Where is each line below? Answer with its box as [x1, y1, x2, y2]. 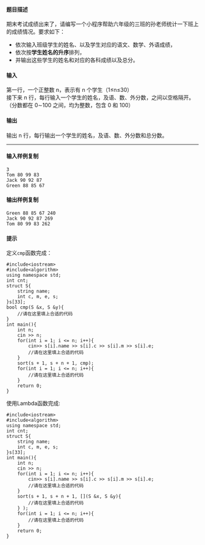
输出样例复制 [6, 196, 38, 203]
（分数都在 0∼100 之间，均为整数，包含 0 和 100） [6, 102, 134, 109]
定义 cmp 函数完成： [6, 249, 52, 257]
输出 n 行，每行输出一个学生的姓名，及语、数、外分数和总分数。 [6, 132, 168, 139]
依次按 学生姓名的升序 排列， [15, 49, 85, 56]
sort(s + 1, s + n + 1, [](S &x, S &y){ [17, 494, 121, 500]
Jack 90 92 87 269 [6, 216, 53, 222]
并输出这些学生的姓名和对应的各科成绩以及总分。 [15, 56, 138, 64]
